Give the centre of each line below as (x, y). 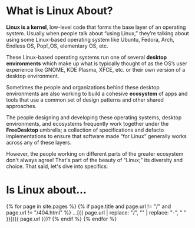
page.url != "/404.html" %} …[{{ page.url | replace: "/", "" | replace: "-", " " (96, 212)
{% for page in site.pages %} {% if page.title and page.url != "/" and (89, 206)
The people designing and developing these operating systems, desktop (94, 117)
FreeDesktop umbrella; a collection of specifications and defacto (85, 130)
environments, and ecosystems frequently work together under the (87, 123)
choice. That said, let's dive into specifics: (57, 166)
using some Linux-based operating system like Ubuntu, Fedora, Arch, (90, 39)
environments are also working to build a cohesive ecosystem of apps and (97, 93)
